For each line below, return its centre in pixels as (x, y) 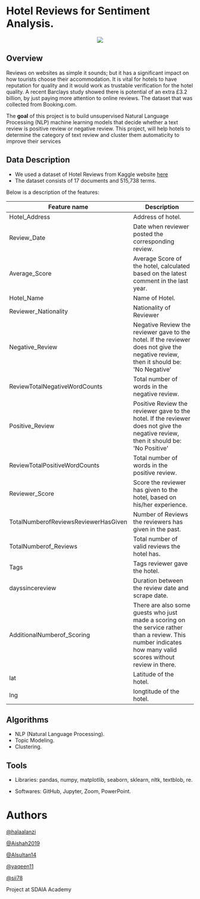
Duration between (158, 580)
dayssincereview (33, 588)
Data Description (38, 160)
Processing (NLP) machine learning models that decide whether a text (92, 122)
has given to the (155, 490)
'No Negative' (152, 369)
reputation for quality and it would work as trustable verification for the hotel (100, 85)
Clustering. (28, 747)
